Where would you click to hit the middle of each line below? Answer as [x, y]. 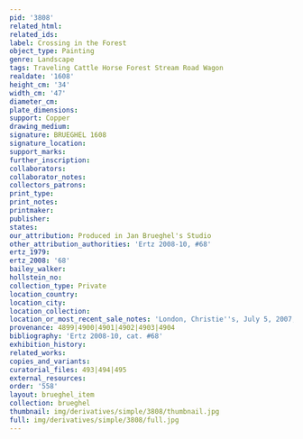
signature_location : [48, 143]
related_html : [36, 26]
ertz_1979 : [30, 252]
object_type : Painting [52, 51]
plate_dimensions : [44, 110]
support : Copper [40, 118]
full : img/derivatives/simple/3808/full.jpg [94, 420]
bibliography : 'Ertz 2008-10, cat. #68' [87, 336]
